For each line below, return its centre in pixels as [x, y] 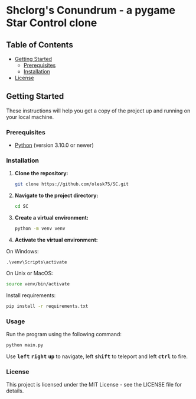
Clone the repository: [41, 173]
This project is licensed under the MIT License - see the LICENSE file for [94, 385]
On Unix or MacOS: [30, 273]
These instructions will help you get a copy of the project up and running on [98, 111]
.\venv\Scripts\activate [37, 262]
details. [15, 391]
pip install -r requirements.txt [47, 306]
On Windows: [22, 252]
